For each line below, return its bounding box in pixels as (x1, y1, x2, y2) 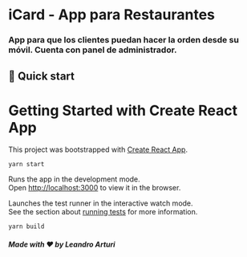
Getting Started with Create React (8, 101, 238, 120)
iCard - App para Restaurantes (8, 6, 215, 24)
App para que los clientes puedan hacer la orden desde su (8, 35, 239, 46)
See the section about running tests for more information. (8, 207, 198, 217)
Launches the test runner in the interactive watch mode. (8, 198, 194, 208)
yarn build (8, 222, 45, 230)
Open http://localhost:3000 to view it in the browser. (8, 183, 181, 193)
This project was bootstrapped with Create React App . (8, 145, 188, 154)
